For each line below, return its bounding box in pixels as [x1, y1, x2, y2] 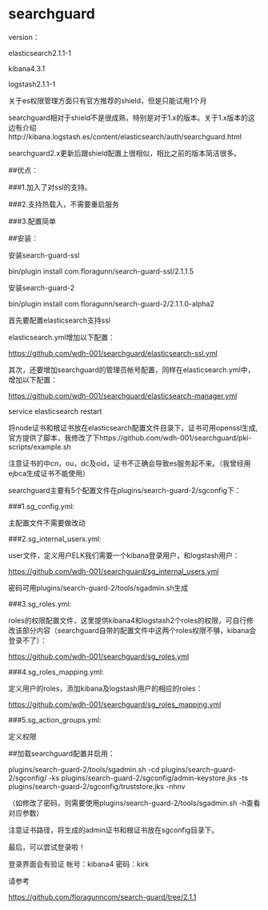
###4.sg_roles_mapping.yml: [8, 667, 104, 676]
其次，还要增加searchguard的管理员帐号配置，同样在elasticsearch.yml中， [8, 365, 255, 375]
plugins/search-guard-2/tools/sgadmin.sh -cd [8, 764, 160, 774]
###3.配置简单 [8, 216, 56, 226]
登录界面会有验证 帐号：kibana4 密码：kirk [8, 859, 150, 868]
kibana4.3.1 [8, 63, 46, 73]
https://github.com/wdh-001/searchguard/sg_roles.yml [8, 651, 190, 661]
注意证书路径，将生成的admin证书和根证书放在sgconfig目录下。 [8, 825, 219, 835]
